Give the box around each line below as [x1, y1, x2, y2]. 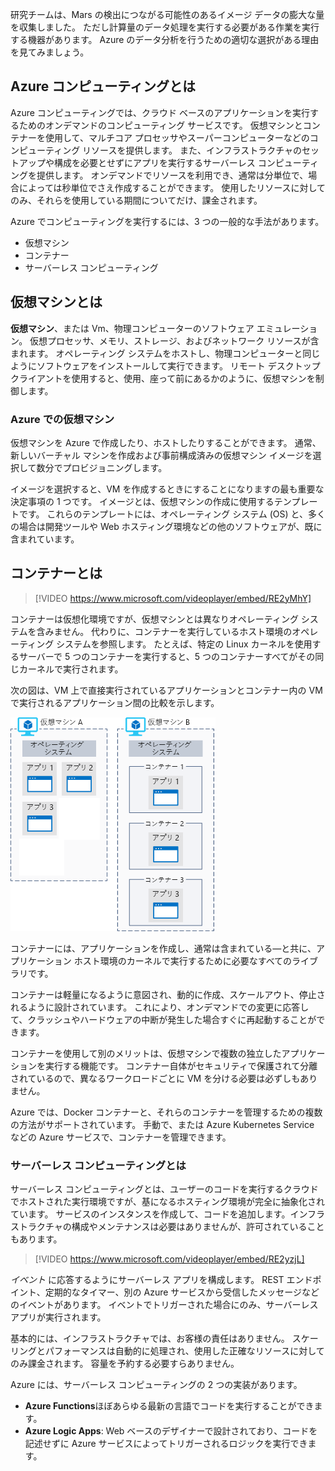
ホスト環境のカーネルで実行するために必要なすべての [73, 954, 293, 967]
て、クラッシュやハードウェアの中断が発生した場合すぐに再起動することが [10, 1013, 317, 1025]
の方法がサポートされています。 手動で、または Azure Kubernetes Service [10, 1118, 315, 1130]
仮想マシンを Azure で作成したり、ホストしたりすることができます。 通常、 [10, 436, 322, 448]
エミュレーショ [256, 322, 318, 334]
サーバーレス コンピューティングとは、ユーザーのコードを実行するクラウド [10, 1183, 319, 1195]
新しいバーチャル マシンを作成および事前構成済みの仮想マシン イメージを [10, 449, 313, 461]
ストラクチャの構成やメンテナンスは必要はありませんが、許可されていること [10, 1221, 325, 1233]
